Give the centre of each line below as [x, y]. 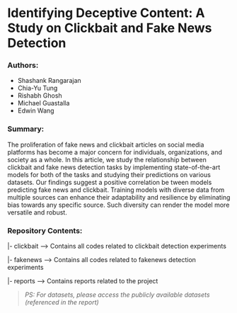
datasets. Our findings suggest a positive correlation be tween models [110, 182]
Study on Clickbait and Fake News [110, 28]
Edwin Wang [36, 110]
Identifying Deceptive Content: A [106, 13]
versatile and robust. [37, 212]
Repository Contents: [45, 230]
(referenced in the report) [62, 302]
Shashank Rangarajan [49, 81]
